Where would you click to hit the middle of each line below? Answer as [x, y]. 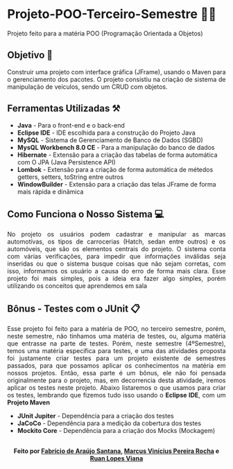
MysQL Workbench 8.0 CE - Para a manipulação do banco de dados [116, 147]
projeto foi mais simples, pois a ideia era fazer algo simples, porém [116, 279]
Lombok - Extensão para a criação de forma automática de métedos [115, 169]
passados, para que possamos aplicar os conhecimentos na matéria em [116, 366]
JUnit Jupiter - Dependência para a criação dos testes [96, 416]
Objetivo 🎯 [30, 55]
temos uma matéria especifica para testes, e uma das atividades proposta [116, 351]
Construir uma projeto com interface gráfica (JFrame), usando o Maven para [116, 71]
